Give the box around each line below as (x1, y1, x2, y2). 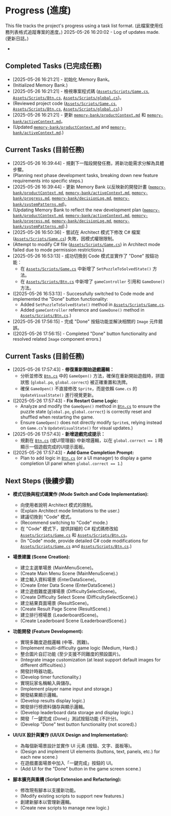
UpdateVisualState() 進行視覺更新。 (20, 392, 97, 398)
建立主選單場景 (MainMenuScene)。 (20, 565, 96, 571)
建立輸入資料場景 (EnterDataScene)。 (20, 577, 99, 583)
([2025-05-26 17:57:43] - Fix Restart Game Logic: (12, 398, 119, 404)
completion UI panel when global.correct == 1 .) (20, 460, 123, 467)
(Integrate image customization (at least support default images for (20, 657, 161, 663)
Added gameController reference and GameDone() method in (20, 306, 145, 313)
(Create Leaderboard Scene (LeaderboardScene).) (20, 617, 127, 624)
